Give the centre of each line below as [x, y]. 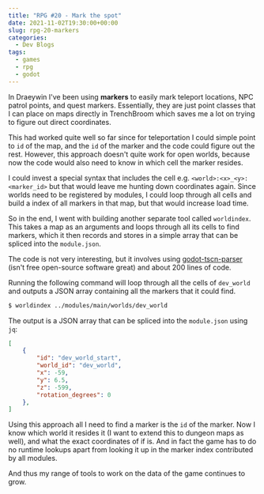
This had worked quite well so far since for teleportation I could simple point [132, 137]
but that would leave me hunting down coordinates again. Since [153, 186]
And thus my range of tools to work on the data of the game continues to [127, 473]
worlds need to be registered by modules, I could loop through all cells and [130, 194]
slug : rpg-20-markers [44, 30]
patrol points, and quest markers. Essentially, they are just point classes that [132, 105]
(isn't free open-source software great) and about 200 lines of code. [120, 267]
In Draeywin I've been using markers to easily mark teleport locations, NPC [131, 96]
